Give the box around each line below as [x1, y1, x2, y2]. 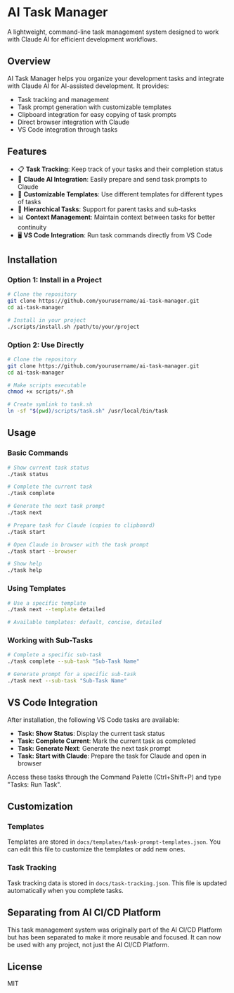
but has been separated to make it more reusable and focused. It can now [7, 932, 221, 941]
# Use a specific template [7, 599, 86, 606]
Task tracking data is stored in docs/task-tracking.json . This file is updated [7, 878, 227, 887]
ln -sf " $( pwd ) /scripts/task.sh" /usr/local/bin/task [7, 408, 169, 415]
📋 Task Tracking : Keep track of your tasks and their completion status [17, 165, 223, 173]
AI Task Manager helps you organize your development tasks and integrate [7, 74, 225, 82]
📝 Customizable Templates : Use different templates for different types [17, 189, 223, 198]
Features [7, 146, 47, 158]
